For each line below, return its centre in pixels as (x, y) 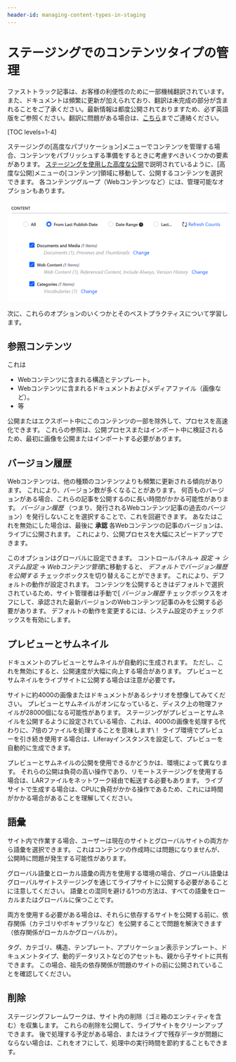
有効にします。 (53, 619)
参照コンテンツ (40, 346)
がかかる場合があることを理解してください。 (72, 798)
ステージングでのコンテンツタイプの (112, 53)
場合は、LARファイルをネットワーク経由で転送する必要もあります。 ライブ (115, 780)
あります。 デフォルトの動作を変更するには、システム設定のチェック (118, 611)
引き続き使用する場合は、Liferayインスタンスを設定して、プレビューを (121, 739)
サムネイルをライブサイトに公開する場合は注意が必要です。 (93, 680)
